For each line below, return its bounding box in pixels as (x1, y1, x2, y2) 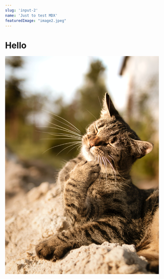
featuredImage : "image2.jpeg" (5, 18, 67, 23)
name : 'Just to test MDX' (5, 13, 58, 18)
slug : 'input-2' (5, 8, 38, 13)
